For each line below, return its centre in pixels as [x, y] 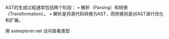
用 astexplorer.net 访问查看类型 [38, 31]
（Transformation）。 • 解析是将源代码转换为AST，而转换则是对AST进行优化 [85, 14]
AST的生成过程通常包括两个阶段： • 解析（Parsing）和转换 [67, 7]
